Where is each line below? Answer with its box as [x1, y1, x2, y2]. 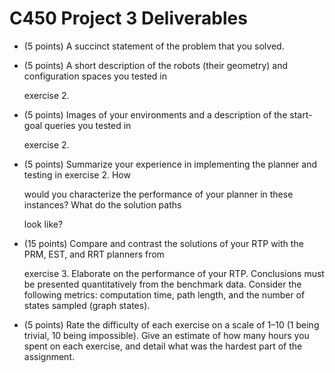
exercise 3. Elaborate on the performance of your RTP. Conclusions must [23, 267, 325, 279]
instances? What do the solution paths [23, 198, 182, 211]
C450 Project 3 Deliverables [9, 7, 248, 30]
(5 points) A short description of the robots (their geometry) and [23, 59, 289, 71]
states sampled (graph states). [23, 299, 151, 311]
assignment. [23, 350, 75, 362]
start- [289, 108, 313, 121]
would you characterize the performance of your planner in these [23, 188, 294, 200]
